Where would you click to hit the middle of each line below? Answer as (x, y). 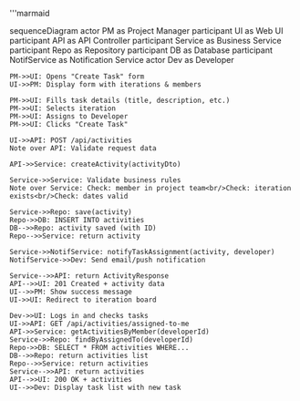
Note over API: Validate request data (83, 149)
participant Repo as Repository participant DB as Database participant (141, 50)
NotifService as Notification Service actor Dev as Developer (122, 60)
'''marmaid (30, 13)
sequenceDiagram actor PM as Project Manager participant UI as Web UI (146, 31)
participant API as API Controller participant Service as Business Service (145, 41)
